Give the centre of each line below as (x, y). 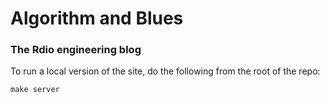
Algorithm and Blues (97, 18)
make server (35, 90)
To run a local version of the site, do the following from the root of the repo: (165, 71)
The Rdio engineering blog (76, 50)
